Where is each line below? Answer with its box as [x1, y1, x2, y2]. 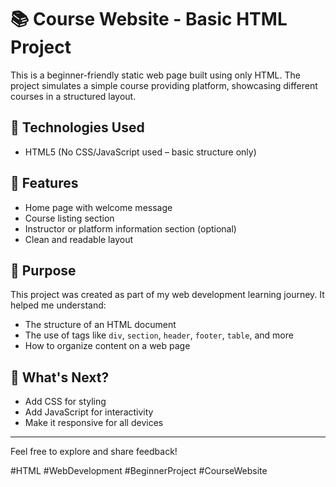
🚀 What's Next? [10, 369, 110, 386]
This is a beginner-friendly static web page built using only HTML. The [10, 69, 301, 81]
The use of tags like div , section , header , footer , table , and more [24, 329, 294, 341]
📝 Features [10, 175, 79, 192]
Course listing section [24, 212, 115, 224]
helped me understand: [10, 299, 107, 311]
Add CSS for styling [24, 396, 107, 408]
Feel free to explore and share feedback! [10, 446, 178, 458]
